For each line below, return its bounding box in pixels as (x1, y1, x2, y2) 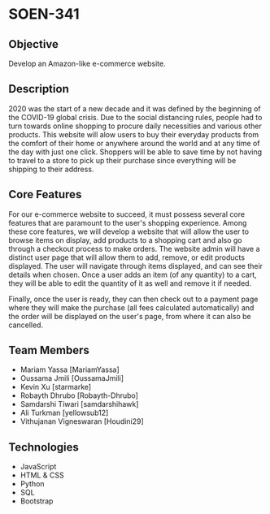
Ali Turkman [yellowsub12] (20, 408, 109, 418)
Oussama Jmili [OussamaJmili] (20, 374, 124, 383)
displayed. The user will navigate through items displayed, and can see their (8, 261, 263, 270)
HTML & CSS (20, 470, 64, 480)
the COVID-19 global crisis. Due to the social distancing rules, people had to (8, 112, 263, 122)
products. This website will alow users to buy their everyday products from (8, 129, 259, 139)
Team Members (8, 343, 89, 357)
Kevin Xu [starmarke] (20, 382, 92, 392)
